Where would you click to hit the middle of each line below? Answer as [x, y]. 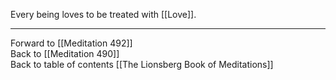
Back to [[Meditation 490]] [65, 53]
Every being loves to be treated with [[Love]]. [103, 14]
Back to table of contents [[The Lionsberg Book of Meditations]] [142, 64]
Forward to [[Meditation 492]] [71, 43]
